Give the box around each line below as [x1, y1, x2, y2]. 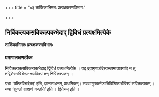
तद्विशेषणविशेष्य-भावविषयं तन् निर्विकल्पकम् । [5, 71, 73, 77]
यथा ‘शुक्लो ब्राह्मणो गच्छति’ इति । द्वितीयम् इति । [5, 86, 80, 92]
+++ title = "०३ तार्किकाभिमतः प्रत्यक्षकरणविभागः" [5, 5, 86, 10]
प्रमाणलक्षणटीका [5, 54, 33, 61]
